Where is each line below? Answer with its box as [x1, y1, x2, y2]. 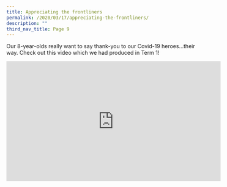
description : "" [6, 20, 48, 26]
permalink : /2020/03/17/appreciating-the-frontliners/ [6, 15, 149, 21]
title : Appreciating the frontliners [6, 9, 103, 15]
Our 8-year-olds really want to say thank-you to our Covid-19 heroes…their [6, 43, 195, 50]
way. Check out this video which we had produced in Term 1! [6, 49, 160, 57]
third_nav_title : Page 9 [6, 26, 70, 32]
